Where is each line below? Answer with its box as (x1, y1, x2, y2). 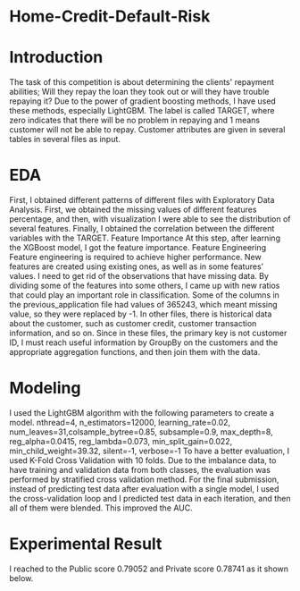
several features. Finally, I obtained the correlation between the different (9, 224, 275, 234)
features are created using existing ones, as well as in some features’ (9, 261, 263, 272)
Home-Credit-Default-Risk (9, 6, 211, 27)
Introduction (9, 47, 104, 68)
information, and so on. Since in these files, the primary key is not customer (9, 328, 287, 339)
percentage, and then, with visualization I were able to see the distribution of (9, 214, 291, 224)
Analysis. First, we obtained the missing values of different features (9, 204, 257, 215)
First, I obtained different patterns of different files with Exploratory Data (9, 195, 275, 206)
